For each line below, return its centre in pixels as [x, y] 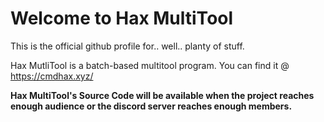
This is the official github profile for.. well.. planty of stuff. [127, 46]
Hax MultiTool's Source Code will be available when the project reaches [162, 95]
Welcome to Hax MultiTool [122, 18]
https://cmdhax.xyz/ [52, 76]
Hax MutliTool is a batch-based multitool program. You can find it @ [150, 65]
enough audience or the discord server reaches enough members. [151, 106]
